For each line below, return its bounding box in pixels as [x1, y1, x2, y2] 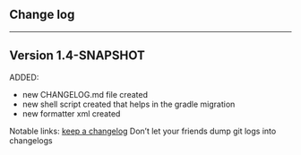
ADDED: [9, 72, 39, 82]
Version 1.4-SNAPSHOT [9, 48, 145, 64]
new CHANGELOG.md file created [21, 89, 148, 99]
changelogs [9, 134, 53, 146]
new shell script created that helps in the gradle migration [21, 99, 236, 109]
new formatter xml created [21, 108, 121, 119]
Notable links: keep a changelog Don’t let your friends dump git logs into [9, 125, 277, 136]
